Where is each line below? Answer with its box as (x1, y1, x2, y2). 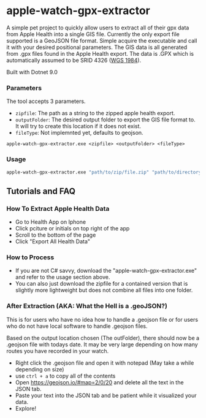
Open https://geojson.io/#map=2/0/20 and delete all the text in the (15, 378, 184, 386)
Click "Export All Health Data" (15, 238, 91, 245)
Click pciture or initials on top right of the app (15, 225, 130, 232)
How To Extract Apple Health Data (6, 204, 110, 213)
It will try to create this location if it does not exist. (15, 123, 142, 130)
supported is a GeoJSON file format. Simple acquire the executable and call (6, 37, 197, 44)
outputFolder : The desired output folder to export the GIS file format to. (15, 116, 196, 123)
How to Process (6, 253, 55, 262)
